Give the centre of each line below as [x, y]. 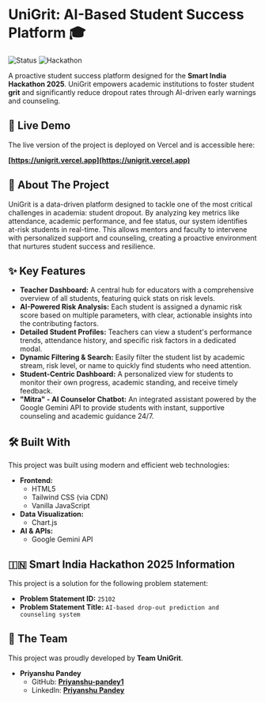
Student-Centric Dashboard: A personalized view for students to [126, 374]
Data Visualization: [52, 514]
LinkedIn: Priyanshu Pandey [78, 690]
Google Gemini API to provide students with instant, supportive [122, 408]
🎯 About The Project [59, 185]
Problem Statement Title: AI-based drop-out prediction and [119, 607]
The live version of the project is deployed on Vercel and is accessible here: [132, 145]
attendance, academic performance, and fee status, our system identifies [128, 221]
